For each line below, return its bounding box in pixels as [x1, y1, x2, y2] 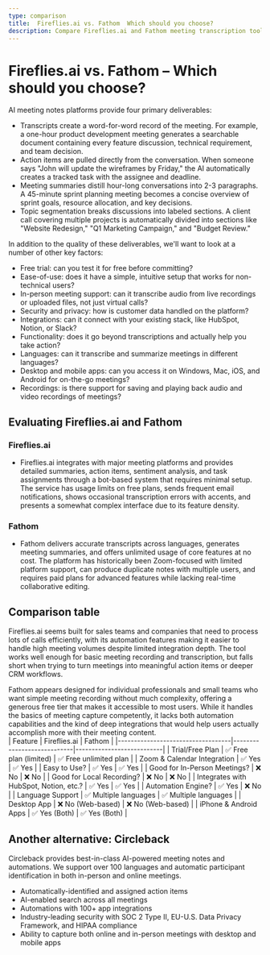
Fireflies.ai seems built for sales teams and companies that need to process [8, 626, 259, 637]
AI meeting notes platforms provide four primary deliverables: [8, 106, 212, 115]
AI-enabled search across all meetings [19, 895, 148, 904]
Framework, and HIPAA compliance [19, 920, 138, 930]
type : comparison [8, 11, 67, 20]
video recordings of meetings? [19, 392, 122, 401]
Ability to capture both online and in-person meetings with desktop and [19, 928, 256, 939]
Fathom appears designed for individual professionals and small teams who [8, 685, 259, 695]
